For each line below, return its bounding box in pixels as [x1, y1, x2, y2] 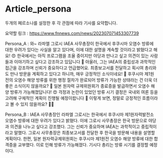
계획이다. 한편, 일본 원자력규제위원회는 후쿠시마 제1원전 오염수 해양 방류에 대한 [5, 136, 153, 142]
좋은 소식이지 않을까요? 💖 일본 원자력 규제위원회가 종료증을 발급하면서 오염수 [5, 83, 150, 89]
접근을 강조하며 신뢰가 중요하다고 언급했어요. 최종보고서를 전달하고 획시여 [5, 64, 144, 71]
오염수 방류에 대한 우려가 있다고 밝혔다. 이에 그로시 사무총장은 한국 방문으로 [5, 117, 147, 123]
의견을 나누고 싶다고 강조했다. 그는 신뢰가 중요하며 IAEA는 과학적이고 [10, 124, 140, 129]
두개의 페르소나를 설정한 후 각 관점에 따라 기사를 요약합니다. [5, 20, 118, 26]
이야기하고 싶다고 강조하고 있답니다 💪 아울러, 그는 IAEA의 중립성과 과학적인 [14, 59, 156, 64]
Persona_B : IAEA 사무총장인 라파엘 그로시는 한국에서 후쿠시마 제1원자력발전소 [5, 111, 154, 117]
